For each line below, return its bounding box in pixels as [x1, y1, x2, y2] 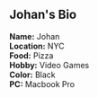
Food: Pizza [9, 49, 54, 61]
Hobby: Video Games [9, 59, 90, 70]
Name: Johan [9, 31, 60, 41]
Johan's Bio [9, 7, 77, 22]
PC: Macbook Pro [9, 78, 75, 89]
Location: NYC [9, 40, 65, 51]
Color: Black [9, 69, 56, 80]
